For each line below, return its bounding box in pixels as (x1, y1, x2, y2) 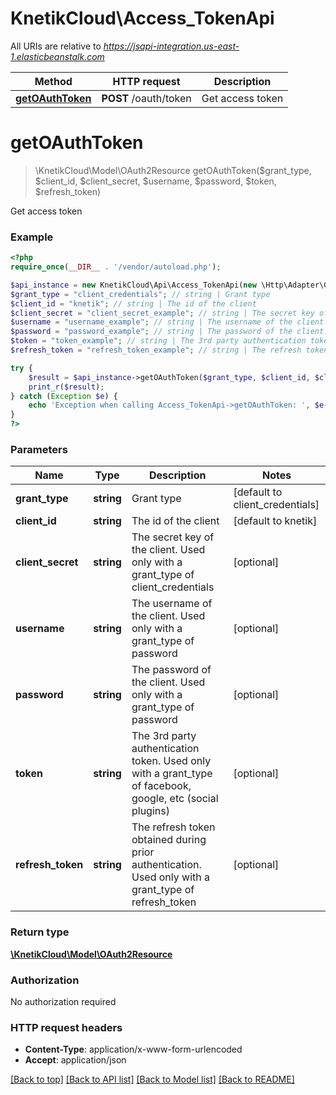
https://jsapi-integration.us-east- (103, 40, 240, 52)
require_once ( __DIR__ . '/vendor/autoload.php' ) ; (10, 262, 222, 272)
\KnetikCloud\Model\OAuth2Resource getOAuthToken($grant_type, (34, 164, 312, 176)
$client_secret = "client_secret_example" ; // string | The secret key (10, 308, 315, 318)
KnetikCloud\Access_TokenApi (10, 7, 275, 30)
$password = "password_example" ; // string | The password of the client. (10, 327, 329, 337)
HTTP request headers (10, 1020, 123, 1034)
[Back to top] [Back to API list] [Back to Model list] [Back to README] (10, 1073, 295, 1086)
